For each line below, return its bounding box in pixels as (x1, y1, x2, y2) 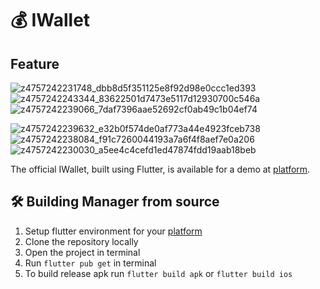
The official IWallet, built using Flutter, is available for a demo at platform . (10, 163, 311, 175)
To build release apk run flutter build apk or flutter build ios (24, 267, 293, 279)
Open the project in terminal (24, 246, 141, 258)
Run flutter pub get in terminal (24, 257, 157, 269)
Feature (10, 55, 60, 72)
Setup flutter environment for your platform (24, 225, 203, 237)
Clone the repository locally (24, 235, 139, 247)
